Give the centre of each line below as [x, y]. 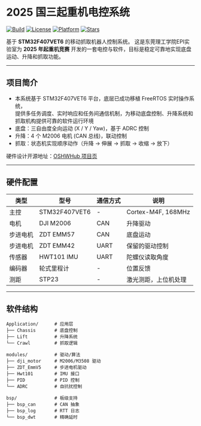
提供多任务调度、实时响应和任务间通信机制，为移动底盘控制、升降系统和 [104, 113]
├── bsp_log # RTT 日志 [43, 411]
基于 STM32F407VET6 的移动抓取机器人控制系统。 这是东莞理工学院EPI [95, 41]
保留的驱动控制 [147, 246]
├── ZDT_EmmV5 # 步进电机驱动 [46, 368]
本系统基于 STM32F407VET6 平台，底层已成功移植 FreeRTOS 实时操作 [102, 98]
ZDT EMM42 [57, 245]
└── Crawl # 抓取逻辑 [42, 343]
